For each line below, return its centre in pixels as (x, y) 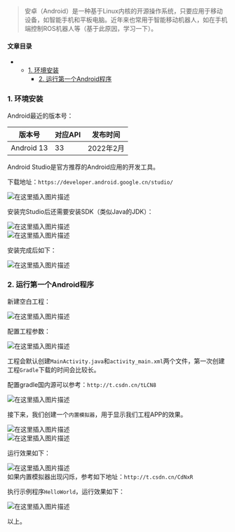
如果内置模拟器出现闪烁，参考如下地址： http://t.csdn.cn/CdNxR (100, 477)
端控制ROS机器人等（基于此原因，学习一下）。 (91, 28)
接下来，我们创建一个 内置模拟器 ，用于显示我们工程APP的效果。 (97, 414)
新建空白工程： (29, 301)
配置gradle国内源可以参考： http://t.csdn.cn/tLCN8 (82, 384)
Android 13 (29, 148)
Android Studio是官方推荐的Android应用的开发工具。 (83, 167)
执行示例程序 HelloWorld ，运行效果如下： (66, 491)
